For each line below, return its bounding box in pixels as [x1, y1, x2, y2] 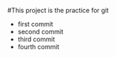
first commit [17, 20, 53, 28]
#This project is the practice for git [7, 6, 109, 14]
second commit [17, 28, 64, 36]
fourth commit [17, 43, 60, 51]
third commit [17, 35, 56, 43]
